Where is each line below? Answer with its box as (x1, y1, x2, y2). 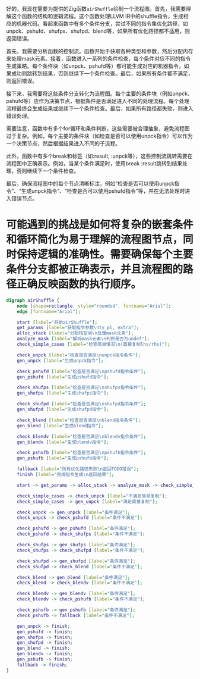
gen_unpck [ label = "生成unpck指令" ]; (17, 358, 104, 364)
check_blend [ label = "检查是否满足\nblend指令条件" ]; (17, 417, 141, 423)
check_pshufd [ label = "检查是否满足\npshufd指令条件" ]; (17, 368, 147, 374)
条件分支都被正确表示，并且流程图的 (6, 262, 183, 276)
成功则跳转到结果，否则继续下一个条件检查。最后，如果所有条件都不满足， (11, 70, 193, 77)
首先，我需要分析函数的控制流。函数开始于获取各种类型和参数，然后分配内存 (6, 48, 193, 55)
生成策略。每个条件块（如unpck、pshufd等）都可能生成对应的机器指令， (6, 62, 184, 70)
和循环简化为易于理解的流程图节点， (6, 233, 183, 246)
